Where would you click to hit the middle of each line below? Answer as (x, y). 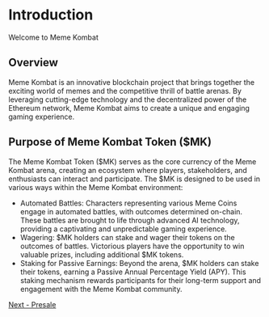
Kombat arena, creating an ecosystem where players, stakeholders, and (128, 170)
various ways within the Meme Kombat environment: (96, 187)
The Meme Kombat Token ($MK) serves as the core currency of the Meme (132, 161)
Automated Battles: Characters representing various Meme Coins (128, 203)
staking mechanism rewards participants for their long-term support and (140, 280)
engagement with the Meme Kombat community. (101, 289)
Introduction (51, 15)
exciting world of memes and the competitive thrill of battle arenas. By (125, 91)
